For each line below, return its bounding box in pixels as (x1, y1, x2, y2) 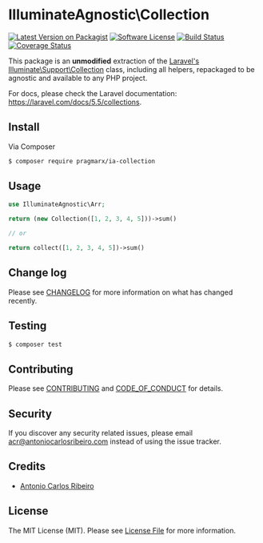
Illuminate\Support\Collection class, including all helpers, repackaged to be (8, 64, 255, 74)
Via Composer (8, 142, 56, 151)
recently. (8, 296, 38, 305)
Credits (8, 460, 46, 473)
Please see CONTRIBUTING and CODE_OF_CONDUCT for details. (8, 384, 224, 393)
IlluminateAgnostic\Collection (8, 6, 210, 24)
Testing (8, 319, 47, 333)
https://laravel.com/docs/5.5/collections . (8, 97, 142, 107)
